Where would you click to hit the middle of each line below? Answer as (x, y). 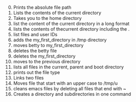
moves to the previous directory (47, 61)
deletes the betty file (35, 51)
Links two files (28, 78)
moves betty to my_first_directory (48, 45)
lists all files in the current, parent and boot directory (69, 67)
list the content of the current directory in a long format (71, 23)
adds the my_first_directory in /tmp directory (60, 40)
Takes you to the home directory (47, 18)
